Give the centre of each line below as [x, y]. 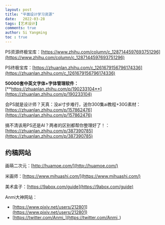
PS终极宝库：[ [20, 68]
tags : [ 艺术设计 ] [21, 23]
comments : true [21, 28]
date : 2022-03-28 [25, 19]
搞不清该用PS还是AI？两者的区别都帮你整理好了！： [57, 125]
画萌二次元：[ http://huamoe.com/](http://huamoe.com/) [62, 165]
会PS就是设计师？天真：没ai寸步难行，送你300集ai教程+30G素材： [73, 104]
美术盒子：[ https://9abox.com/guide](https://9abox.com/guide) [69, 187]
